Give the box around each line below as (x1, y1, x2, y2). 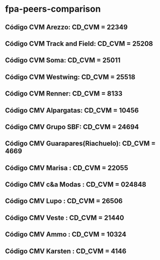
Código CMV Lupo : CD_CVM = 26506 (5, 197, 123, 205)
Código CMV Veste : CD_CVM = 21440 (5, 213, 124, 222)
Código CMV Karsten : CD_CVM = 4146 (5, 247, 127, 255)
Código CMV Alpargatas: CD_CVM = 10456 (5, 106, 139, 115)
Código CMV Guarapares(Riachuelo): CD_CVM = (5, 140, 156, 148)
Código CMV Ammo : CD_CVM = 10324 (5, 230, 126, 238)
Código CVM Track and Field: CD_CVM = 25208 (5, 39, 153, 47)
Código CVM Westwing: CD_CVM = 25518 (5, 72, 136, 81)
